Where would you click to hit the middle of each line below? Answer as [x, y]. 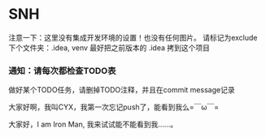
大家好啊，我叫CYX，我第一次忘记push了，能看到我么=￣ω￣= [114, 107]
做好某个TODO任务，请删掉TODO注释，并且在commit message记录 [122, 90]
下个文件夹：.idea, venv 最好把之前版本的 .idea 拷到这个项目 [109, 47]
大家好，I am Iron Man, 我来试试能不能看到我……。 [93, 124]
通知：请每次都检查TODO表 [62, 71]
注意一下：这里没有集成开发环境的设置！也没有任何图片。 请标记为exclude [133, 37]
